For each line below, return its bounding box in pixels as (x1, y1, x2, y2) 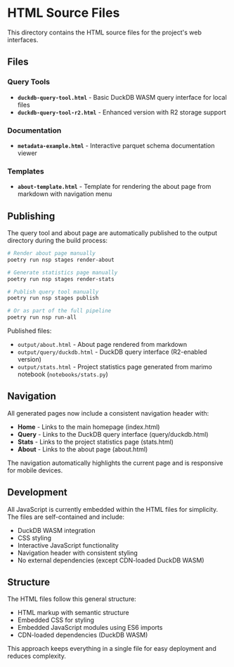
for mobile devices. (7, 465, 63, 475)
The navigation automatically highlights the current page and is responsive (7, 458, 223, 467)
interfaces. (7, 35, 39, 44)
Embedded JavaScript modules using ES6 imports (17, 623, 163, 632)
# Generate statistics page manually (7, 269, 118, 276)
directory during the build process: (7, 237, 108, 245)
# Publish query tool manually (7, 288, 99, 296)
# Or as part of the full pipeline (7, 308, 112, 315)
